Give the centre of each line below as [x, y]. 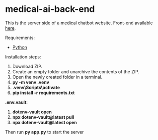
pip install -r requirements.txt [43, 93]
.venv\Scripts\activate [36, 87]
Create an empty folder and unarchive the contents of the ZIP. [76, 71]
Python [20, 47]
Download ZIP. [27, 66]
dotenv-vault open [32, 112]
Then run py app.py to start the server [44, 132]
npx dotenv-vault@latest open [44, 122]
